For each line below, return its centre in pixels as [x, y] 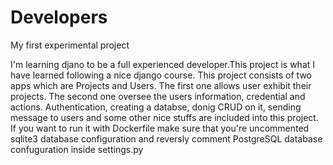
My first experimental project [70, 45]
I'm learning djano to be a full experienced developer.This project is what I [163, 64]
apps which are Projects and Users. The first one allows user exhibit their [161, 85]
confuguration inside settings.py [77, 149]
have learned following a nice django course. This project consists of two [161, 75]
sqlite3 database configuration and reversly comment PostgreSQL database [166, 138]
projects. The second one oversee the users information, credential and [158, 96]
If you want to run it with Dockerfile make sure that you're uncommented [160, 128]
